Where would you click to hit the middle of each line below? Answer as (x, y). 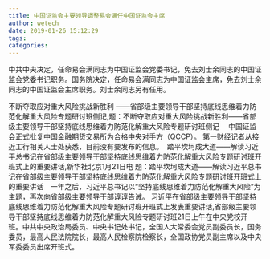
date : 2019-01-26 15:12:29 (53, 30)
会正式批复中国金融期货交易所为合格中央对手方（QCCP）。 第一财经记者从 (131, 136)
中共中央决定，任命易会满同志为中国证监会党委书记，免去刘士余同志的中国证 (135, 70)
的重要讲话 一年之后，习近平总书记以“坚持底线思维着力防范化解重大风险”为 (135, 187)
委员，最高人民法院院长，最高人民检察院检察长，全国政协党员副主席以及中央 (135, 237)
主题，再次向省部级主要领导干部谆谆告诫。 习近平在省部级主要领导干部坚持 (133, 196)
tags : (17, 38)
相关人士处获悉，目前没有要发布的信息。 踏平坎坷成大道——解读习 (140, 147)
